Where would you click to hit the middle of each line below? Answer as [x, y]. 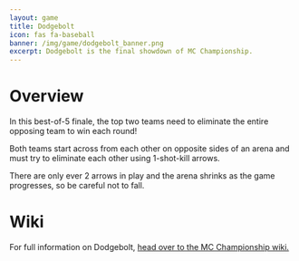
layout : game [34, 18]
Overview [47, 97]
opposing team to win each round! [73, 131]
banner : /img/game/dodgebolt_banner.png [87, 43]
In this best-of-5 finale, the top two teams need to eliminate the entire [139, 121]
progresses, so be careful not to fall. [77, 186]
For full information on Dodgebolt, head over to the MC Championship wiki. [149, 247]
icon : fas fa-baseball [52, 34]
